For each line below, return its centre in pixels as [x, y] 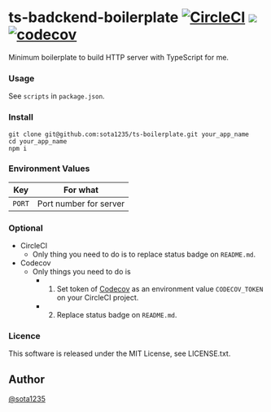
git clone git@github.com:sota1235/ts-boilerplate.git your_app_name [129, 134]
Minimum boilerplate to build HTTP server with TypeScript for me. [119, 57]
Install [21, 117]
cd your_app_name [38, 141]
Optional [26, 228]
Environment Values [49, 169]
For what [81, 190]
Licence [24, 336]
